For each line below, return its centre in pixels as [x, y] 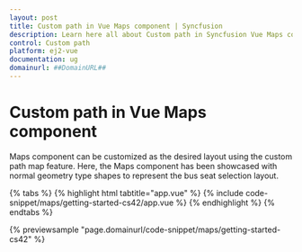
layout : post [34, 18]
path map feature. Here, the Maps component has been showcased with [143, 166]
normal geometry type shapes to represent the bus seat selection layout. [144, 175]
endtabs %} [31, 211]
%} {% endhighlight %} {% [226, 202]
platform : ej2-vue [44, 51]
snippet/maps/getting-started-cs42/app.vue [92, 202]
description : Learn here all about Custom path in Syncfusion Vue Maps [146, 34]
